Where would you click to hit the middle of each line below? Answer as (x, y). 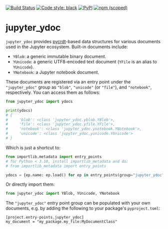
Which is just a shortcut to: (33, 148)
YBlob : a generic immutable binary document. (59, 56)
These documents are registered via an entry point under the (68, 81)
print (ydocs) (19, 110)
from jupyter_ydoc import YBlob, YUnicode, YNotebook (63, 194)
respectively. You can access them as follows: (53, 92)
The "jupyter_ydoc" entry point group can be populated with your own (78, 203)
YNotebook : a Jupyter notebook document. (56, 72)
